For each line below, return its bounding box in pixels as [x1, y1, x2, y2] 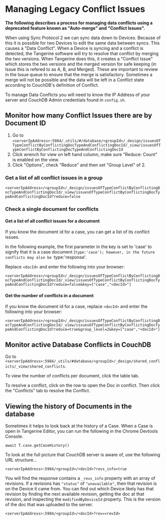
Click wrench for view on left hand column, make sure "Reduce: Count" [12, 151, 158, 157]
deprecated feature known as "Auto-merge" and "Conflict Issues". [5, 25, 145, 31]
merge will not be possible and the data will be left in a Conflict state [5, 77, 144, 83]
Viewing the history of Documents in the [5, 402, 132, 411]
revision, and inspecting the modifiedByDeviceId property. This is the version [5, 496, 161, 502]
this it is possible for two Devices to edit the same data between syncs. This [5, 40, 160, 46]
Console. [5, 433, 24, 439]
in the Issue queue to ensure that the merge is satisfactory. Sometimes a [5, 71, 153, 77]
